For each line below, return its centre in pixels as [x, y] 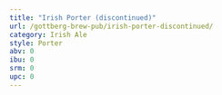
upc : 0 [22, 77]
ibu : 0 [22, 60]
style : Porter [36, 43]
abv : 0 [22, 52]
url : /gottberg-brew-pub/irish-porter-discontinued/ [111, 26]
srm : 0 [22, 69]
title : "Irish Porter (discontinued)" [83, 18]
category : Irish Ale [49, 34]
